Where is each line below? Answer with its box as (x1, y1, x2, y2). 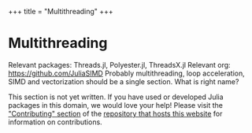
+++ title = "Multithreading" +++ (8, 7, 114, 16)
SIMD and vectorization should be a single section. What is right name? (8, 76, 239, 86)
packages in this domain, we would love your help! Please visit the (8, 100, 223, 109)
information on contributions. (8, 117, 102, 127)
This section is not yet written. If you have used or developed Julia (8, 92, 224, 102)
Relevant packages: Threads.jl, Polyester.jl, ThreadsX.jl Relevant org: (8, 60, 231, 69)
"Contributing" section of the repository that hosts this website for (8, 109, 223, 118)
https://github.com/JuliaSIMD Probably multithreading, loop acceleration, (8, 68, 246, 78)
